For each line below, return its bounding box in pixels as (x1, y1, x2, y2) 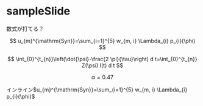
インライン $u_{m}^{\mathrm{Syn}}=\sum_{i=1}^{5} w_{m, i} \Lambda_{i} (6, 86, 188, 93)
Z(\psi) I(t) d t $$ (81, 62, 124, 69)
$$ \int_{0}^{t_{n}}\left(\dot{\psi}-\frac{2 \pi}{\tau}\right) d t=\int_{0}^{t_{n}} (7, 55, 198, 62)
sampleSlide (6, 4, 71, 18)
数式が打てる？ (6, 25, 44, 32)
